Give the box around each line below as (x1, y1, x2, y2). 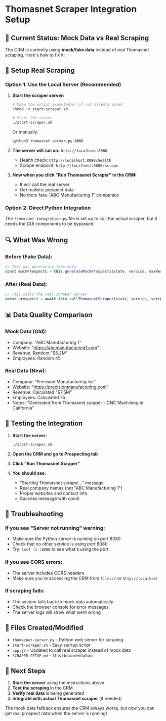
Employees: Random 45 (12, 355, 61, 361)
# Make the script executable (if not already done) (12, 102, 124, 107)
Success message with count (19, 496, 80, 501)
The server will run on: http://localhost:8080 (12, 147, 108, 154)
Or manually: (12, 129, 39, 135)
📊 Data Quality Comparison (5, 311, 93, 319)
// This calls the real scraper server (5, 292, 87, 297)
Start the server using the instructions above (12, 680, 105, 686)
